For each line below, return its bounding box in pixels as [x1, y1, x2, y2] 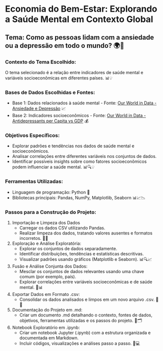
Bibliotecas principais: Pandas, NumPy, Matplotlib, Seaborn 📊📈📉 [12, 195, 145, 200]
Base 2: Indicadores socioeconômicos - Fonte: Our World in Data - [12, 113, 146, 118]
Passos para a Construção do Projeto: [5, 209, 97, 215]
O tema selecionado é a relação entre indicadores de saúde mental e [5, 69, 143, 75]
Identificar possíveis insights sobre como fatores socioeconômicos [12, 158, 147, 164]
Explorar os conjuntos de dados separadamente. [19, 246, 118, 252]
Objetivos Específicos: [5, 132, 60, 139]
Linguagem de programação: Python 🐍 [12, 189, 90, 195]
